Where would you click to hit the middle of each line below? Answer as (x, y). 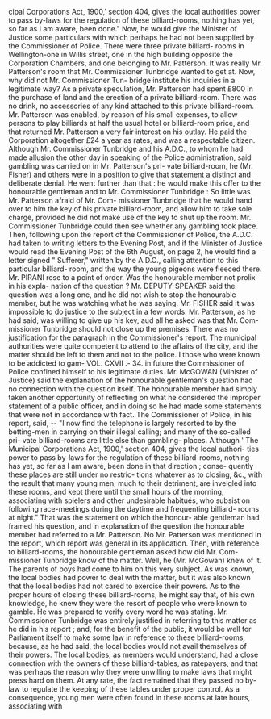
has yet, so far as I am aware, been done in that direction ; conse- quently (131, 466)
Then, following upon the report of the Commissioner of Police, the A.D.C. (131, 234)
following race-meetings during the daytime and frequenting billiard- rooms (134, 509)
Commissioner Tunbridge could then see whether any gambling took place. (133, 226)
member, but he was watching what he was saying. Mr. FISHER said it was (132, 303)
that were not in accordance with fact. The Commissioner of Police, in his (130, 414)
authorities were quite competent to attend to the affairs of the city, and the (133, 346)
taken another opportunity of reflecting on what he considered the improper (134, 397)
